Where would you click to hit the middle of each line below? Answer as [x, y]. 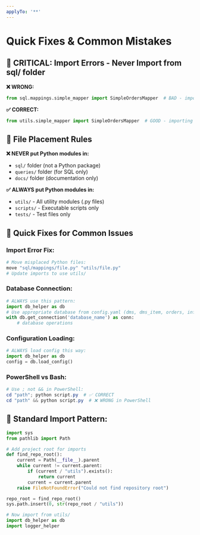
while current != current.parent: [60, 466]
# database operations [45, 323]
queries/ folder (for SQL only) [51, 172]
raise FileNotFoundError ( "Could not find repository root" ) [93, 488]
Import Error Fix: [30, 250]
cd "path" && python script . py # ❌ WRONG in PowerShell [79, 401]
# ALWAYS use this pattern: [41, 301]
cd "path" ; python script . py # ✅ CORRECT [60, 395]
